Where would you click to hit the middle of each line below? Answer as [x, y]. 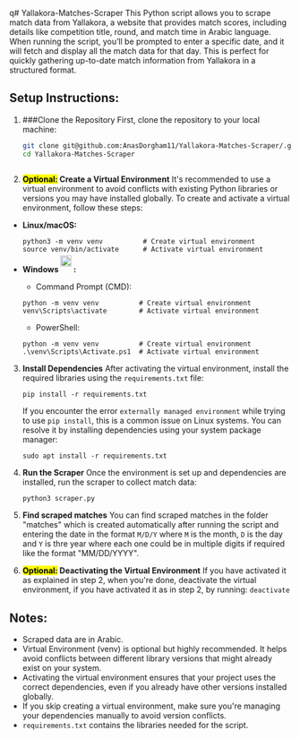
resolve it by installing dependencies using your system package [141, 430]
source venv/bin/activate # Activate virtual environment [143, 250]
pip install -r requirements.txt [85, 395]
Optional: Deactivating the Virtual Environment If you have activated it [154, 571]
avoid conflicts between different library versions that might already [147, 658]
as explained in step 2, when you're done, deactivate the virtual [139, 580]
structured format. [43, 70]
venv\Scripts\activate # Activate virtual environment [141, 311]
